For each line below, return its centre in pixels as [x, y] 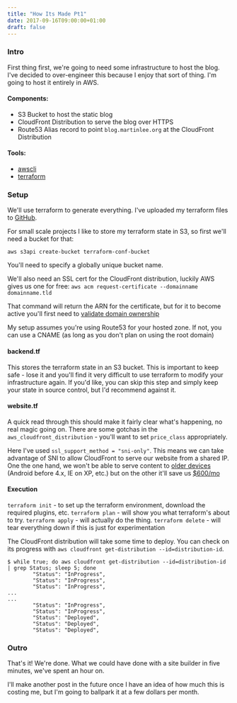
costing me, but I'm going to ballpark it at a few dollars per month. [103, 692]
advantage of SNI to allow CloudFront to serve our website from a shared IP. [118, 458]
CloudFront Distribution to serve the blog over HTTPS [96, 122]
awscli [27, 169]
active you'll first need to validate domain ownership [83, 314]
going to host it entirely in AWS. [53, 82]
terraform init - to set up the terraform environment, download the [106, 505]
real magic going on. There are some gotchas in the [82, 429]
